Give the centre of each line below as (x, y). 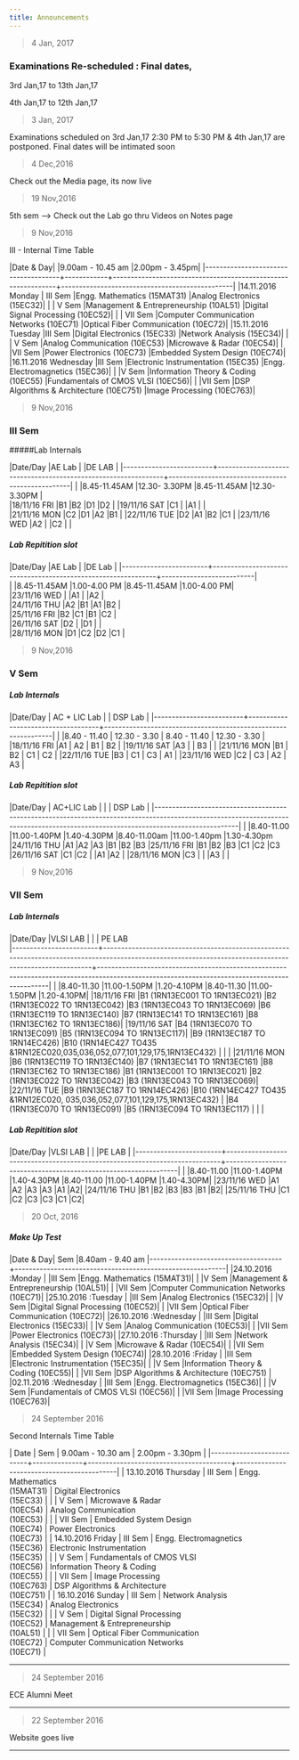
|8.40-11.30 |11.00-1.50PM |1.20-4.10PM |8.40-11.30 (152, 986)
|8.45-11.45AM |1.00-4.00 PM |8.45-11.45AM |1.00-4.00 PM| (124, 586)
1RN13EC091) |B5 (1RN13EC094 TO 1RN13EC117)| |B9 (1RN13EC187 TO (137, 1033)
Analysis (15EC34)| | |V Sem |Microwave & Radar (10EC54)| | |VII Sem (137, 1344)
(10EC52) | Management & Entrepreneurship (90, 1623)
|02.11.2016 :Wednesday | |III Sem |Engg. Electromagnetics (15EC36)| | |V (143, 1382)
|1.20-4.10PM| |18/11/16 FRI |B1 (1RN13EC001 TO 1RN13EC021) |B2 (158, 995)
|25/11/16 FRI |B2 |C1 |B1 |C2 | (63, 615)
